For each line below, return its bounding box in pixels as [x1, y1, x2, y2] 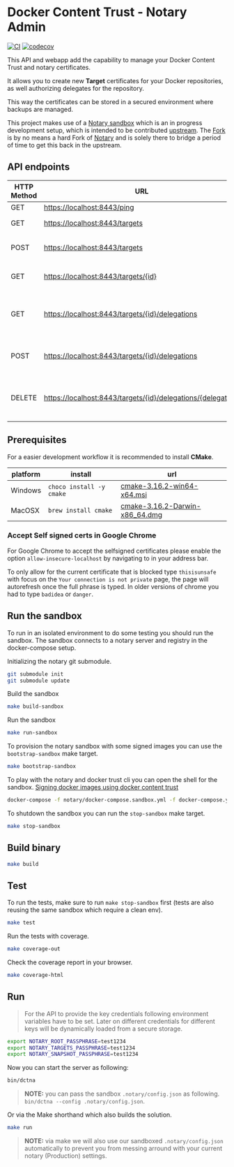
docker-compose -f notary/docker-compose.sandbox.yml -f [7, 797, 176, 804]
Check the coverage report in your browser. [7, 958, 133, 966]
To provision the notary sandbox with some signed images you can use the [7, 742, 223, 751]
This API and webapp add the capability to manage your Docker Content [7, 55, 215, 64]
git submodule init [7, 670, 64, 678]
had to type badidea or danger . [7, 590, 94, 598]
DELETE [10, 393, 37, 403]
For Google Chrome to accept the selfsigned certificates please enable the [7, 546, 221, 555]
